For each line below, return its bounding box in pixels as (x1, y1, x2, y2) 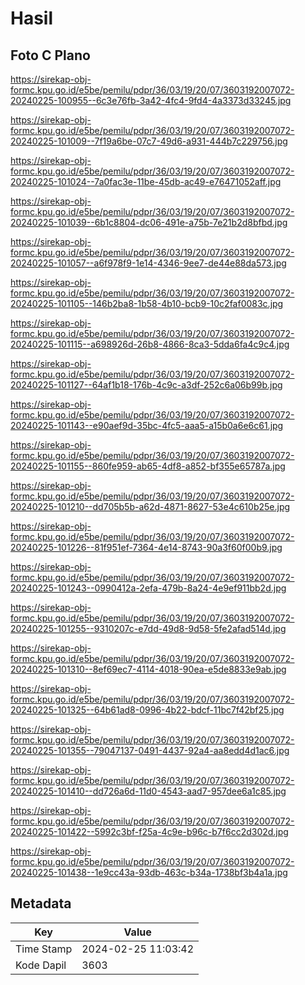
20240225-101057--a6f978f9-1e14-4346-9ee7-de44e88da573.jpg (10, 257, 287, 269)
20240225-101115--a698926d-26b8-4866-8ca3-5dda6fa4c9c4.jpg (10, 338, 290, 350)
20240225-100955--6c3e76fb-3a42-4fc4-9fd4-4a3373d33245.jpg (10, 95, 292, 106)
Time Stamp (15, 942, 73, 956)
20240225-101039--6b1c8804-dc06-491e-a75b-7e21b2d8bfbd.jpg (10, 217, 288, 228)
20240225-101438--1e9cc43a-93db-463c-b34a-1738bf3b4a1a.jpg (10, 867, 288, 878)
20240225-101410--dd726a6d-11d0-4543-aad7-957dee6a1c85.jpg (10, 785, 287, 797)
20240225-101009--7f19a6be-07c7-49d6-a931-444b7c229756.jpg (10, 135, 288, 147)
